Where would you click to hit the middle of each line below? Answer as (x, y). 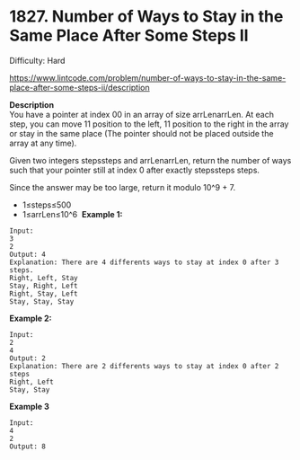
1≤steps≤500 (47, 205)
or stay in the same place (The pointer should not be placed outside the (141, 133)
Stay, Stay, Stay (42, 301)
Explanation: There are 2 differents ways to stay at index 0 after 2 (144, 366)
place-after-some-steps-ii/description (79, 87)
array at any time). (43, 143)
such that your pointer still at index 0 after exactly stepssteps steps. (135, 170)
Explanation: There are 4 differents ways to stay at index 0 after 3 (144, 262)
